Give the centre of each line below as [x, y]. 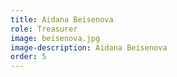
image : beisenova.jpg [55, 38]
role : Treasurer [44, 29]
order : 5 [28, 57]
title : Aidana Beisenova [62, 19]
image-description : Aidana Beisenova [89, 47]
